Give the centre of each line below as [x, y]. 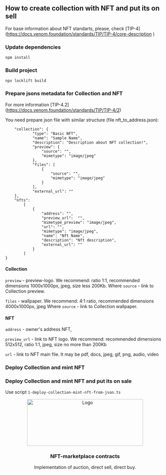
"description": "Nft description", [79, 240]
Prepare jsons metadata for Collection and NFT [64, 93]
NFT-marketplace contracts [85, 456]
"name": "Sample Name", [57, 138]
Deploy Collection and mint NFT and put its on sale [69, 381]
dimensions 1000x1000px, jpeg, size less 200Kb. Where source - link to [79, 286]
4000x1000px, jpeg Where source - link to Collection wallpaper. [71, 306]
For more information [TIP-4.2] [37, 105]
